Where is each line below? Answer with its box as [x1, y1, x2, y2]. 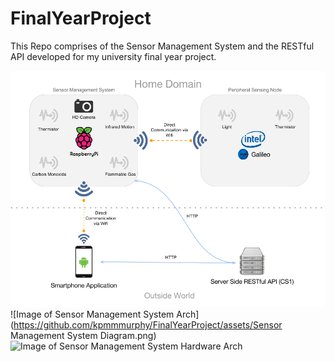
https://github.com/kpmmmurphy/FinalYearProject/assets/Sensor [13, 318, 283, 331]
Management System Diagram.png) [10, 329, 157, 341]
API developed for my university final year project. [10, 50, 217, 62]
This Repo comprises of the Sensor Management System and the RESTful [10, 40, 315, 52]
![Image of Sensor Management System [10, 308, 175, 320]
